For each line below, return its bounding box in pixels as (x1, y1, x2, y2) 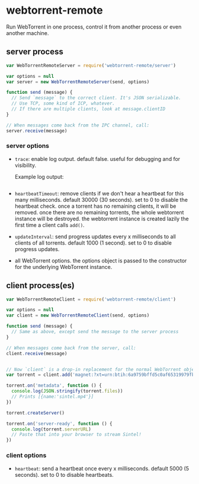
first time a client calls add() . (14, 221, 85, 229)
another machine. (6, 29, 49, 36)
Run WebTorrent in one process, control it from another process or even (6, 23, 182, 30)
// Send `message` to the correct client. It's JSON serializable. (11, 95, 182, 101)
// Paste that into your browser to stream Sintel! (11, 432, 142, 438)
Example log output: (14, 173, 64, 180)
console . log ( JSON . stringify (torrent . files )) (11, 388, 123, 394)
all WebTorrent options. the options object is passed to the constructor (14, 257, 187, 264)
